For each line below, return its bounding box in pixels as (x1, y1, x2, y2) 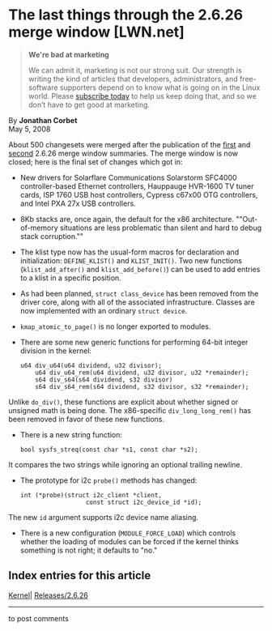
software (28, 83, 58, 92)
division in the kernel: (19, 346, 91, 356)
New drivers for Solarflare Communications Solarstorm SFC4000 (19, 173, 237, 182)
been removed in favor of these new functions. (8, 414, 164, 424)
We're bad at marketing (28, 49, 109, 59)
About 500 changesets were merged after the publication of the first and (8, 139, 251, 149)
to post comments (8, 613, 69, 623)
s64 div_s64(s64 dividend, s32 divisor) (35, 375, 173, 384)
